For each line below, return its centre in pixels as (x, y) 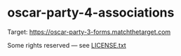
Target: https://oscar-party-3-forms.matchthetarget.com (89, 32)
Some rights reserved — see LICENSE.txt (67, 45)
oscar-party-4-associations (91, 13)
